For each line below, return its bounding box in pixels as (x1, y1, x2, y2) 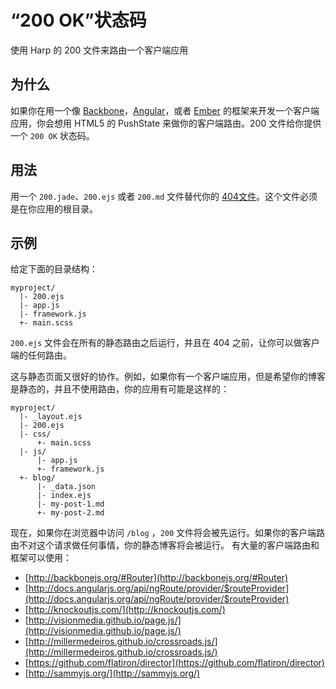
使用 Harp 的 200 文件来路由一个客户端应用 (10, 44, 189, 56)
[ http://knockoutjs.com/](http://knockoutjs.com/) (24, 604, 226, 616)
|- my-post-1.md (36, 499, 105, 510)
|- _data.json (36, 482, 97, 492)
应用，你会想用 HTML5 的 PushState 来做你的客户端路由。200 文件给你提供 (10, 117, 322, 129)
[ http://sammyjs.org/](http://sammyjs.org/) (24, 667, 201, 680)
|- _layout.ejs (19, 412, 83, 422)
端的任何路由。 (10, 349, 72, 361)
